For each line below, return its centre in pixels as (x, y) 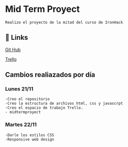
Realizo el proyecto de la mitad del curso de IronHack (64, 22)
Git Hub (13, 49)
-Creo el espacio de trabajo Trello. (44, 108)
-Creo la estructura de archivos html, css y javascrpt (64, 104)
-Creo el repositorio (28, 99)
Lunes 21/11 (19, 89)
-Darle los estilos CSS (30, 135)
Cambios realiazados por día (50, 75)
